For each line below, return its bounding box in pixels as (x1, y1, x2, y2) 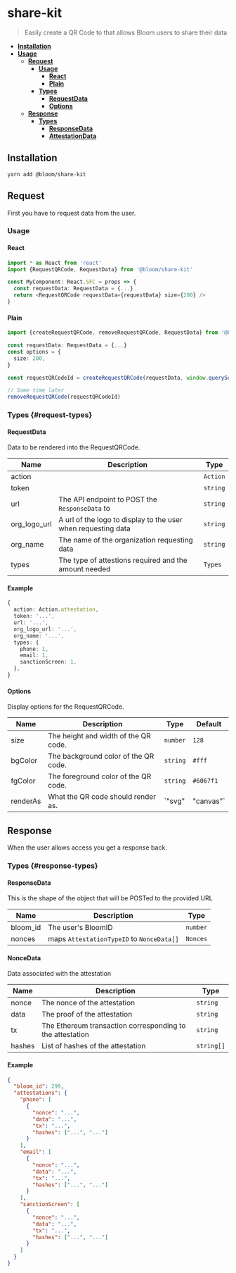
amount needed (58, 564, 111, 574)
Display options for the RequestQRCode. (7, 702, 124, 711)
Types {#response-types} (7, 861, 98, 871)
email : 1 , (20, 652, 49, 659)
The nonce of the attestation (41, 998, 136, 1008)
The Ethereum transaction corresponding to (41, 1021, 186, 1031)
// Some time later (7, 387, 65, 394)
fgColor (11, 776, 37, 786)
